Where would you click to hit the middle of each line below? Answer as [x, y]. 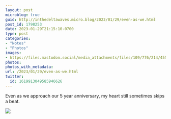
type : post [17, 34]
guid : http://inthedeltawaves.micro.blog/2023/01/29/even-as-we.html [81, 19]
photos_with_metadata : [29, 67]
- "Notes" [16, 43]
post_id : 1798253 [24, 24]
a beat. [13, 101]
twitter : [15, 77]
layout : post [19, 10]
